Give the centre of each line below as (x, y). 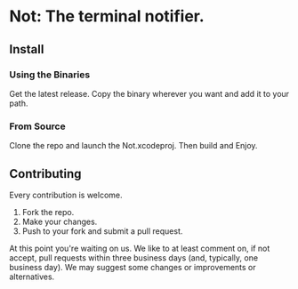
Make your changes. (60, 221)
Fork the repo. (48, 212)
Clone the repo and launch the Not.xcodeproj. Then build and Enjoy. (133, 146)
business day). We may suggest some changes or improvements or (133, 267)
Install (27, 49)
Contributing (45, 174)
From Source (37, 126)
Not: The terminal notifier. (107, 16)
